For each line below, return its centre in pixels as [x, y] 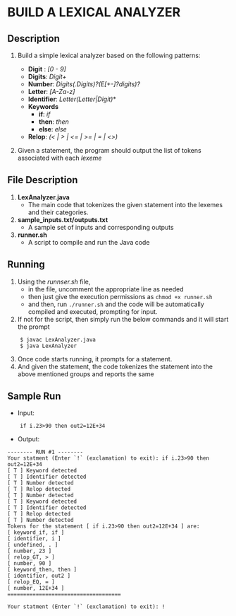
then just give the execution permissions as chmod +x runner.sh [120, 296]
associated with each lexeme [60, 158]
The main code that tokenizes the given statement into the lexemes [125, 204]
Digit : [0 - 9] [47, 69]
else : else [52, 129]
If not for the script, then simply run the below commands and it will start [123, 319]
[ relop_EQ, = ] [31, 582]
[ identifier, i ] [34, 539]
